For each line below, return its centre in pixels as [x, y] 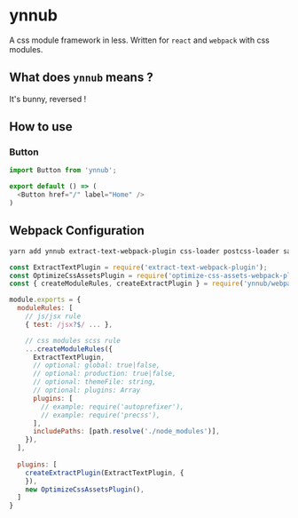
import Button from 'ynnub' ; [63, 171]
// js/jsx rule [53, 316]
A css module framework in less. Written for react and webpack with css [140, 40]
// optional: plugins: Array [86, 390]
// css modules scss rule [73, 340]
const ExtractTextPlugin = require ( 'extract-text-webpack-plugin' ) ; [138, 267]
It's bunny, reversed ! [48, 99]
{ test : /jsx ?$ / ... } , [69, 324]
